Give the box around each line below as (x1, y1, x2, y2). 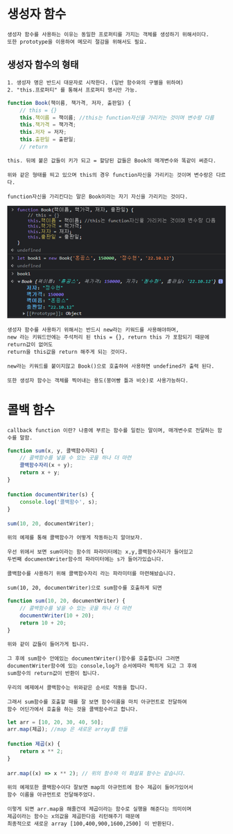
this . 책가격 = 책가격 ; (19, 121, 76, 128)
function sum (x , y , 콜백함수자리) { (7, 447, 105, 454)
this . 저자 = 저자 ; (19, 129, 67, 136)
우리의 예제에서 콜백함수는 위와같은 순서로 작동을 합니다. (7, 684, 148, 691)
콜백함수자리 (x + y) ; (19, 462, 74, 469)
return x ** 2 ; (19, 748, 64, 755)
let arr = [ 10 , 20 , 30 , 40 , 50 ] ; (7, 719, 104, 726)
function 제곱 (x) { (7, 740, 61, 748)
